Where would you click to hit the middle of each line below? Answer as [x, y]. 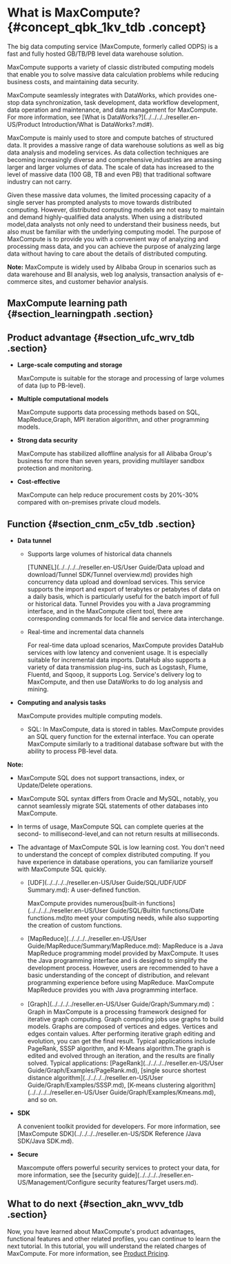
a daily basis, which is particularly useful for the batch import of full [123, 596]
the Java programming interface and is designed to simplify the [118, 960]
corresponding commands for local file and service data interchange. [125, 618]
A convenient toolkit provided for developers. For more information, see [119, 1126]
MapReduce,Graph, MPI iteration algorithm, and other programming [113, 420]
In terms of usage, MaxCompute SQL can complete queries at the [110, 826]
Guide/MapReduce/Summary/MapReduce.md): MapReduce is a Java [125, 946]
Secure [28, 1154]
